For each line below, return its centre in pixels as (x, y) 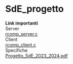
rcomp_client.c (21, 45)
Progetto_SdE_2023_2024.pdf (36, 56)
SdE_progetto (35, 9)
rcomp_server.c (22, 34)
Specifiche (16, 50)
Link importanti (22, 23)
